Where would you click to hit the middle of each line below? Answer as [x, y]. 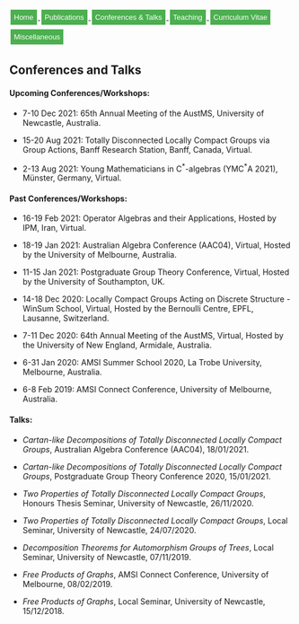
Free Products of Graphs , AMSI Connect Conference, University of [145, 574]
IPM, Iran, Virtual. [54, 228]
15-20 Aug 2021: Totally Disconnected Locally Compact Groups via [146, 140]
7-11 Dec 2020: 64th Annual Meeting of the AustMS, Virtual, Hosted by [153, 336]
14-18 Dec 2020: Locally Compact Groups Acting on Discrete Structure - [156, 299]
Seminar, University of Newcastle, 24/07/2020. [109, 530]
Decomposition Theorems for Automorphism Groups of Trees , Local [148, 547]
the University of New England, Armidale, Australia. [117, 345]
